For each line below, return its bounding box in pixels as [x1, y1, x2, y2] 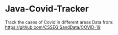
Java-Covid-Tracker [5, 3, 89, 14]
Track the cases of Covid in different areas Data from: [5, 19, 114, 25]
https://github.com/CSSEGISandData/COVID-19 [5, 24, 101, 30]
